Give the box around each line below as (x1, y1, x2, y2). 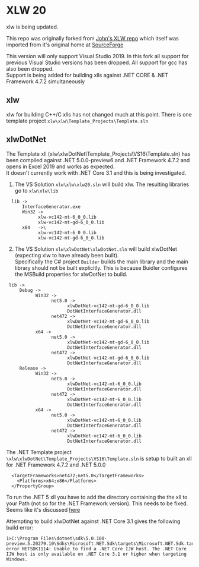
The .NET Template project (6, 448, 72, 455)
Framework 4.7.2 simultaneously (6, 78, 85, 85)
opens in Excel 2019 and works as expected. (6, 163, 115, 170)
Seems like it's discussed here (6, 506, 81, 513)
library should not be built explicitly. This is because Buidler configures (14, 264, 188, 271)
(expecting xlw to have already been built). (14, 251, 120, 259)
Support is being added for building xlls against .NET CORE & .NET (6, 71, 169, 78)
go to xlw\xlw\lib (14, 187, 59, 194)
